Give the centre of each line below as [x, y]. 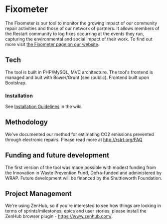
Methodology [27, 122]
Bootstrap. [16, 82]
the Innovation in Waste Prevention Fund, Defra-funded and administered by [83, 172]
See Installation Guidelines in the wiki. [44, 106]
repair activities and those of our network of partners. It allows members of [82, 28]
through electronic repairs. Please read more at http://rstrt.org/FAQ [74, 139]
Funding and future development [57, 155]
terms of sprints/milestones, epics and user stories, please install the [76, 211]
